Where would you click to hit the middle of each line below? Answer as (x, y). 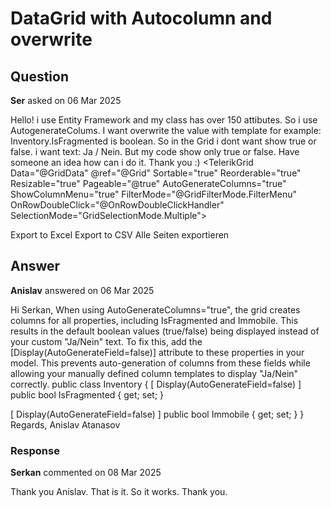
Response (35, 450)
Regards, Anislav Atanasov (65, 424)
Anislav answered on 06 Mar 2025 (82, 290)
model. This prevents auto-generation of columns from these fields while (160, 363)
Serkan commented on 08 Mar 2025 (86, 473)
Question (39, 76)
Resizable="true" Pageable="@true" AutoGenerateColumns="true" (148, 183)
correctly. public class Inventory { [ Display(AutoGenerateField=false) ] (156, 384)
